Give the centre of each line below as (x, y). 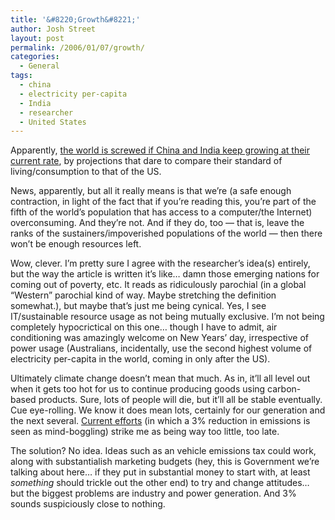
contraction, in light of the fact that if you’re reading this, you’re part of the (163, 202)
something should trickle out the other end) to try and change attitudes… (160, 483)
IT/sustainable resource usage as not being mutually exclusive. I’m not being (167, 317)
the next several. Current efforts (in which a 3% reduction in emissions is (160, 421)
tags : (21, 76)
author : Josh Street (53, 29)
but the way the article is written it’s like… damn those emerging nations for (165, 274)
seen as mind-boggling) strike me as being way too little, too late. (145, 432)
